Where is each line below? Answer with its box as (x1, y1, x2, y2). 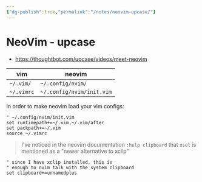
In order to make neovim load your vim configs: (6, 102, 124, 110)
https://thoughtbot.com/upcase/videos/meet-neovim (15, 55, 147, 63)
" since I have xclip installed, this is (6, 159, 113, 165)
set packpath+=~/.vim (6, 125, 61, 131)
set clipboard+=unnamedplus (6, 170, 78, 176)
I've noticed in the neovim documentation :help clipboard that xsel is (21, 141, 197, 148)
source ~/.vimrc (6, 130, 47, 136)
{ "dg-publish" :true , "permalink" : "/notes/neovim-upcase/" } (6, 9, 156, 15)
